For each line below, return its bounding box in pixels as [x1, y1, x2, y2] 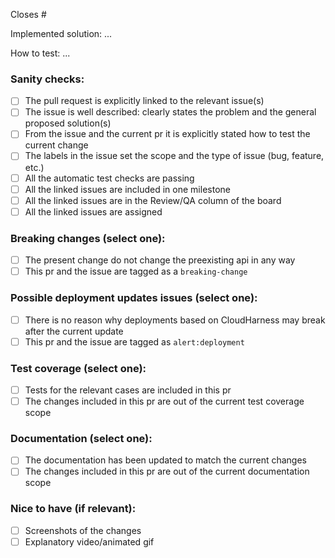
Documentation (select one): [10, 431, 153, 445]
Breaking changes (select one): [10, 231, 166, 245]
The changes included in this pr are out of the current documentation [24, 465, 310, 478]
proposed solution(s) [24, 117, 112, 129]
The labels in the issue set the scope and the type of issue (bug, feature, [24, 150, 325, 162]
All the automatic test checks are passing [24, 172, 195, 184]
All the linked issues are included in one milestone [24, 183, 231, 195]
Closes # [10, 9, 47, 20]
